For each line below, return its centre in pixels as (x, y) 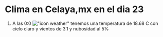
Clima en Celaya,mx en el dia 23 (74, 9)
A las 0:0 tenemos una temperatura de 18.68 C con (85, 23)
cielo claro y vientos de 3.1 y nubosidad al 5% (60, 28)
